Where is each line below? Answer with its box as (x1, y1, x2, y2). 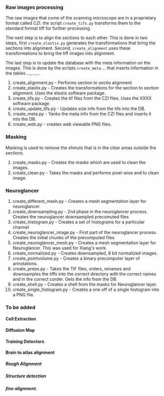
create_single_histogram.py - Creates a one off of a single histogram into (12, 286, 160, 292)
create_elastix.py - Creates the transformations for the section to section (12, 85, 159, 91)
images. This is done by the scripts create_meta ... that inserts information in (5, 65, 159, 71)
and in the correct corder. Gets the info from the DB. (12, 276, 118, 282)
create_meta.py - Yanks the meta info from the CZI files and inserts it (12, 111, 152, 117)
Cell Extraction (5, 316, 36, 322)
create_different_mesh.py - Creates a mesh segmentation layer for (12, 198, 146, 204)
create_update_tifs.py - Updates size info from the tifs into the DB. (12, 106, 146, 111)
